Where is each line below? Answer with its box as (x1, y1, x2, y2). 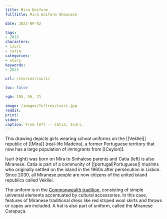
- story (5, 58, 21, 63)
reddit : (5, 108, 21, 113)
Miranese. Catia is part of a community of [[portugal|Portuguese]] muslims (5, 161, 159, 167)
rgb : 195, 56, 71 (5, 94, 41, 99)
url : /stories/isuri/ (5, 76, 50, 81)
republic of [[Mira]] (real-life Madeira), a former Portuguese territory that (5, 141, 155, 147)
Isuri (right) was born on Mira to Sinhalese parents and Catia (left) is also (5, 156, 155, 162)
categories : (5, 53, 30, 58)
